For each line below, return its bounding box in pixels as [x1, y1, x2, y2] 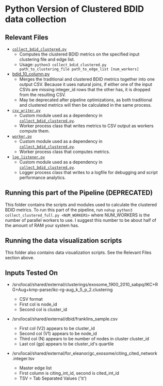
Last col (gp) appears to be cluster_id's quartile [19, 341, 114, 347]
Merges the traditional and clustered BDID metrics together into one [19, 77, 155, 82]
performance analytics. [19, 174, 66, 180]
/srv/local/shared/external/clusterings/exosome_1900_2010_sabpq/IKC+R [12, 282, 158, 288]
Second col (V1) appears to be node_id [19, 330, 97, 337]
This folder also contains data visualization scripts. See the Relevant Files [5, 250, 152, 255]
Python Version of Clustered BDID [5, 3, 144, 15]
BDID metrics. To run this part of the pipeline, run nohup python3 [5, 207, 132, 212]
